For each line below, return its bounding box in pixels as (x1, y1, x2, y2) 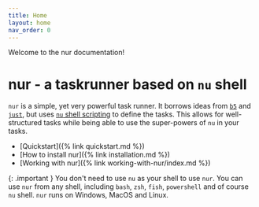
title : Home (8, 11, 47, 20)
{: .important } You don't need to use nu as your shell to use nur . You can (8, 174, 243, 183)
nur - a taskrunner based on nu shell (8, 76, 247, 93)
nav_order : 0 (8, 26, 51, 34)
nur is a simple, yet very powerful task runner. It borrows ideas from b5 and (8, 102, 252, 111)
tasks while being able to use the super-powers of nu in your (43, 118, 240, 128)
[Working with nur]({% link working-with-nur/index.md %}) (19, 158, 211, 168)
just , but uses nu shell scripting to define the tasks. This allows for (8, 109, 224, 119)
